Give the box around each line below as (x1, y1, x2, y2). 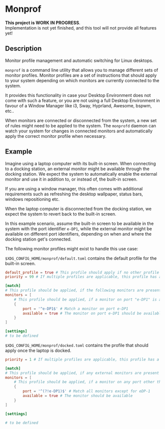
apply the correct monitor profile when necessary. (5, 133, 107, 139)
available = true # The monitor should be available (23, 394, 133, 398)
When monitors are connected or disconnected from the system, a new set (5, 117, 157, 123)
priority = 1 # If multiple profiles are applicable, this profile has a (5, 357, 160, 362)
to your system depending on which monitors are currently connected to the (5, 77, 160, 83)
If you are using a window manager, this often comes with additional (5, 185, 143, 191)
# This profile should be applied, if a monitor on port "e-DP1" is (14, 297, 157, 302)
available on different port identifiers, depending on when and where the (5, 231, 152, 237)
